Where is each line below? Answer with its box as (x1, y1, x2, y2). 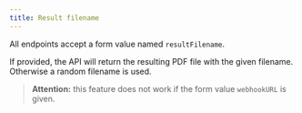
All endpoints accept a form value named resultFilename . (9, 38, 226, 49)
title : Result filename (9, 13, 100, 23)
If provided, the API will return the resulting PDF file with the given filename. (9, 56, 294, 67)
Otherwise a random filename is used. (9, 66, 152, 77)
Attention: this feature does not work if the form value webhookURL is (31, 83, 287, 94)
